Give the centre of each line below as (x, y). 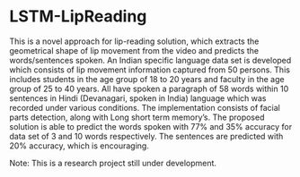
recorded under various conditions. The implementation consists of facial (145, 107)
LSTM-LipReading (78, 17)
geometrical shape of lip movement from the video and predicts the (134, 50)
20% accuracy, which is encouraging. (79, 146)
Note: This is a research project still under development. (113, 163)
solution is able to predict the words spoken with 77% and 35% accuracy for (151, 126)
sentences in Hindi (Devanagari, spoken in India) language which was (138, 98)
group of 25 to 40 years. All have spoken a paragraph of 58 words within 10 (149, 88)
